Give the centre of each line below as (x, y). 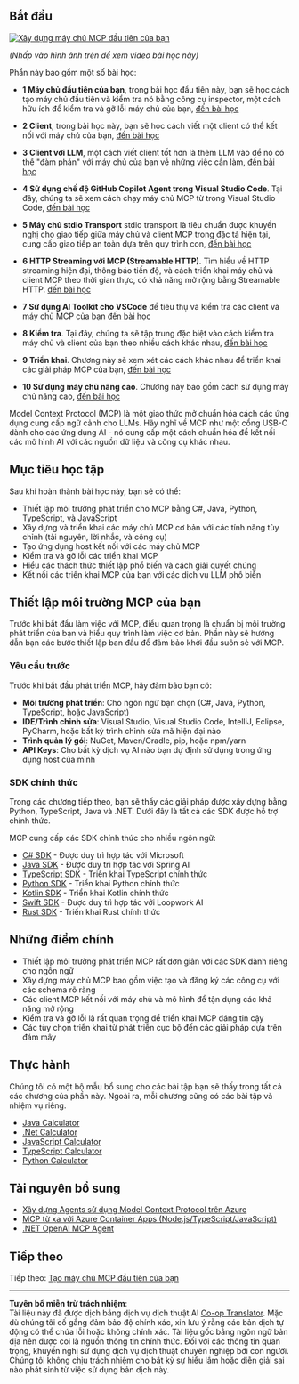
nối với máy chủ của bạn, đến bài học (91, 135)
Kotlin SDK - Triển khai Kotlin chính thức (95, 893)
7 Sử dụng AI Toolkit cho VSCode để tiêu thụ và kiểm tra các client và (151, 306)
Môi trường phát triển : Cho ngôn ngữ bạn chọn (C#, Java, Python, (144, 702)
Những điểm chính (61, 940)
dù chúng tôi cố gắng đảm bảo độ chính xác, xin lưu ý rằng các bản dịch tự (147, 1323)
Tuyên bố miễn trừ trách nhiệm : (69, 1304)
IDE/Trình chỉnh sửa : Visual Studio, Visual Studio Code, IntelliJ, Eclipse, (153, 721)
